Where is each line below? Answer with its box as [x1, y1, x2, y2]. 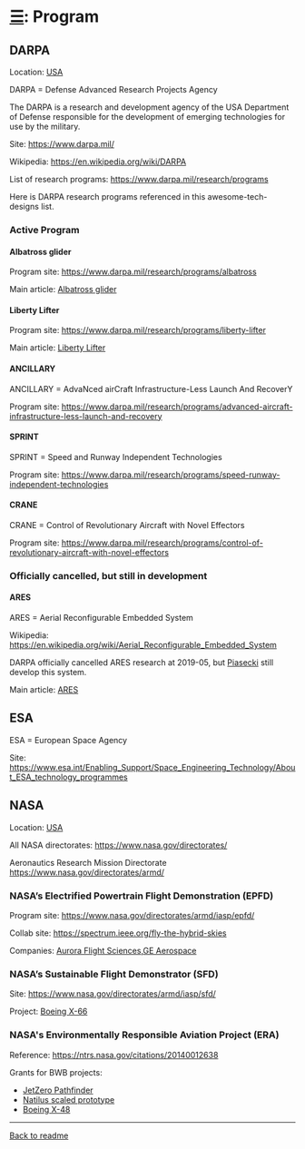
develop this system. [9, 667, 87, 678]
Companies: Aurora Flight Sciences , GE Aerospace [9, 945, 197, 956]
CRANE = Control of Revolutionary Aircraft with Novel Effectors [9, 519, 245, 530]
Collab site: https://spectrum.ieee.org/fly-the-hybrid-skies [9, 928, 227, 938]
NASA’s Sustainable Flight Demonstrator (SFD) [9, 967, 220, 980]
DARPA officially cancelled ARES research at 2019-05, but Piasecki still [9, 657, 274, 668]
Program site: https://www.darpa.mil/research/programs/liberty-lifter [9, 325, 266, 336]
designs [9, 201, 39, 211]
